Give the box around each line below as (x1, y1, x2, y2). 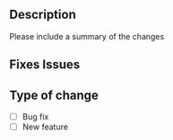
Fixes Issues (9, 57, 81, 73)
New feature (22, 121, 69, 133)
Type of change (9, 87, 99, 102)
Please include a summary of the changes (9, 31, 165, 41)
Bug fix (22, 111, 49, 122)
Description (9, 7, 76, 22)
